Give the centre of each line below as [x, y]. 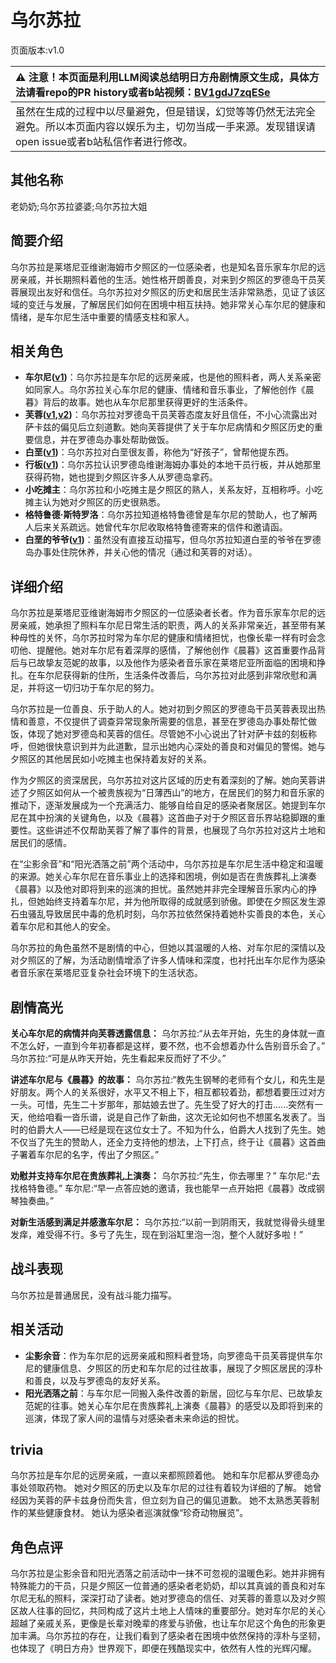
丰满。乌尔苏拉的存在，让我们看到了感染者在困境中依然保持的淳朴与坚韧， [172, 1636]
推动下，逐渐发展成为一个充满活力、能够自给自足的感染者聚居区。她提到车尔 [168, 805]
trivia [27, 1450]
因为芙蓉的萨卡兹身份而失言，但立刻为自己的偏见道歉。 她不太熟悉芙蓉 [164, 1500]
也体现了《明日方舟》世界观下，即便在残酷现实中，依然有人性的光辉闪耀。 [163, 1648]
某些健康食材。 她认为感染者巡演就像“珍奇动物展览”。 [138, 1513]
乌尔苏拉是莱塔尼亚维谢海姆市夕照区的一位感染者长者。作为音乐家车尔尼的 [163, 613]
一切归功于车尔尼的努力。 [106, 688]
